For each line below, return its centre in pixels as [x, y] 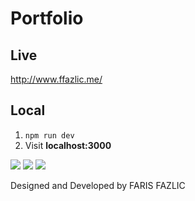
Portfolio [47, 18]
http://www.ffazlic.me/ [56, 79]
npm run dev [49, 135]
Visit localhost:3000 [68, 145]
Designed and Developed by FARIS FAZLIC [98, 185]
